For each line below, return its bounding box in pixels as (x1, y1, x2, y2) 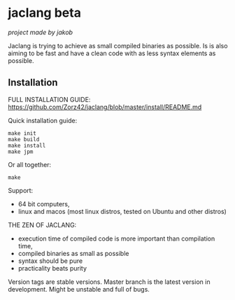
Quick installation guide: (8, 116, 78, 124)
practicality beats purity (17, 264, 87, 272)
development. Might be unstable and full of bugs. (8, 285, 150, 293)
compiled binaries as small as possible (17, 249, 129, 257)
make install (8, 142, 46, 149)
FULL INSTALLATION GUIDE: (8, 95, 91, 103)
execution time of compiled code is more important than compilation (17, 234, 215, 243)
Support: (8, 186, 34, 194)
